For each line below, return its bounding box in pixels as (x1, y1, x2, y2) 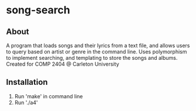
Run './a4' (14, 99, 38, 106)
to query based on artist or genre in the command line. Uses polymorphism (6, 48, 187, 55)
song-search (6, 3, 70, 17)
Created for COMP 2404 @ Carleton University (6, 60, 119, 67)
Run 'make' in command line (14, 92, 83, 99)
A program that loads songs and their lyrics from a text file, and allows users (6, 42, 190, 49)
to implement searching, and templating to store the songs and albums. (6, 55, 178, 61)
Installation (6, 77, 48, 87)
